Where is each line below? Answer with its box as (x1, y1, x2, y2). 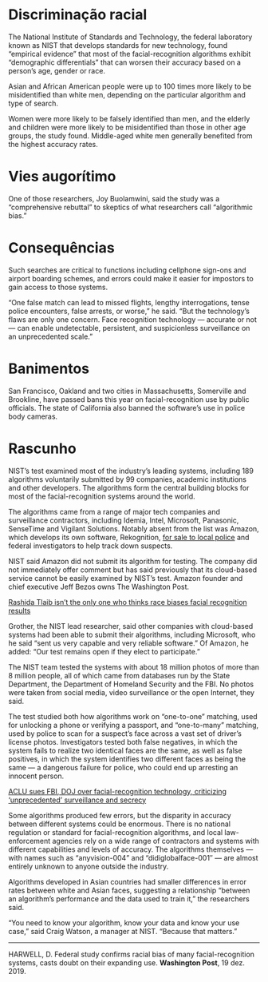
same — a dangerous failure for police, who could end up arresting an (8, 762, 238, 772)
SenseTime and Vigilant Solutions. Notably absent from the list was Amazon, (8, 523, 259, 533)
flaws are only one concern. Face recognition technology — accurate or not (8, 314, 258, 324)
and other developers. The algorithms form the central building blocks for (8, 483, 250, 492)
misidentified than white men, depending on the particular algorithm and (8, 89, 246, 99)
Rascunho (8, 439, 77, 457)
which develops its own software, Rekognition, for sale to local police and (8, 532, 250, 542)
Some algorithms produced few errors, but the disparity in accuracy (8, 810, 231, 820)
